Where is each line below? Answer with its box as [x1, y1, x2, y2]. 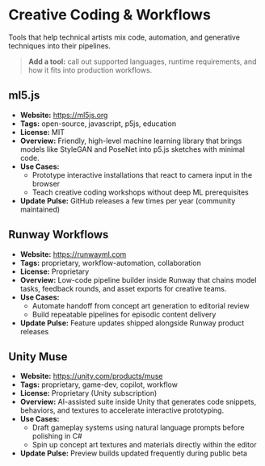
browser [32, 178, 61, 188]
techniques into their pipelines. [8, 40, 111, 50]
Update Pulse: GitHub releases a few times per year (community [19, 195, 236, 205]
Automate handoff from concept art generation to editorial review [32, 300, 250, 310]
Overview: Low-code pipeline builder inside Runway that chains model [19, 275, 257, 284]
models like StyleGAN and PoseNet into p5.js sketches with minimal [19, 144, 245, 154]
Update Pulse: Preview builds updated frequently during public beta [19, 448, 248, 458]
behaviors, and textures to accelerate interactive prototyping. [19, 405, 225, 415]
